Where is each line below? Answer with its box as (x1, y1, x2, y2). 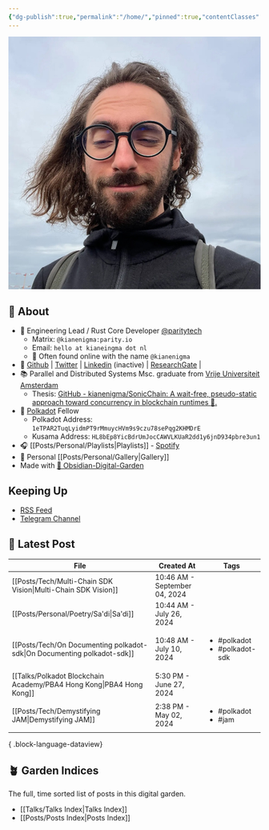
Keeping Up (8, 484, 68, 497)
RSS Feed (19, 505, 53, 515)
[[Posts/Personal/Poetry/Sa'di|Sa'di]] (11, 609, 134, 619)
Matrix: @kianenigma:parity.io (31, 334, 133, 344)
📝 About (8, 305, 50, 318)
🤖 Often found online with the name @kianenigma (31, 351, 191, 361)
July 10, (155, 644, 183, 654)
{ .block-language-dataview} (8, 739, 103, 749)
